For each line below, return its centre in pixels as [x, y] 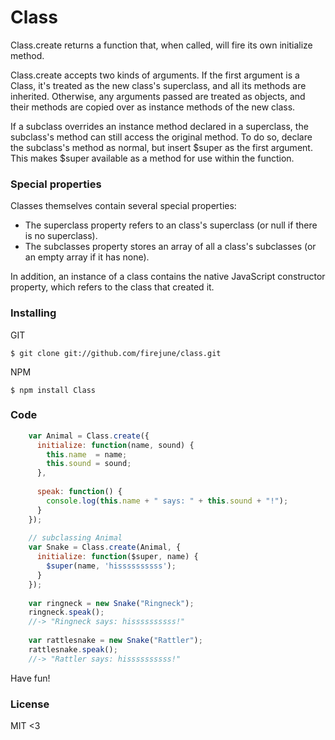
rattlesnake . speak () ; [73, 649]
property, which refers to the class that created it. [112, 287]
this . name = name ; [87, 454]
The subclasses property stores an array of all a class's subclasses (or [170, 247]
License [30, 704]
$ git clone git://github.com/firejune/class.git [116, 353]
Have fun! [30, 678]
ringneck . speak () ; [66, 612]
